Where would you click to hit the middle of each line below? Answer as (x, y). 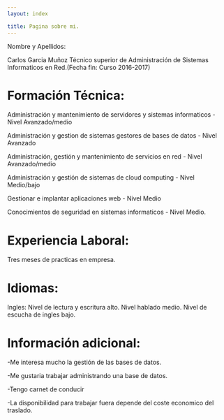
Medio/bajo (24, 185)
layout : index (28, 14)
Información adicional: (74, 343)
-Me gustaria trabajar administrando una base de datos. (88, 376)
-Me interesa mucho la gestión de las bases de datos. (84, 362)
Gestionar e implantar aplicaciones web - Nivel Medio (84, 198)
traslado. (20, 410)
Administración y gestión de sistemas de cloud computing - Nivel (101, 178)
